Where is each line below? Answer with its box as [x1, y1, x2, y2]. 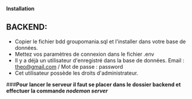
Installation [6, 5, 34, 12]
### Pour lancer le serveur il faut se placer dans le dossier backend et [6, 81, 181, 88]
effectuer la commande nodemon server [6, 87, 108, 94]
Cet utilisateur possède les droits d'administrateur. [14, 69, 139, 76]
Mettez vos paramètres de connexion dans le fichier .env [14, 50, 155, 58]
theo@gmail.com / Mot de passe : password [14, 63, 124, 70]
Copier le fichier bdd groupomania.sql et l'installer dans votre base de [14, 38, 186, 45]
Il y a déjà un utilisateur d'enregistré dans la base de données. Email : [14, 56, 184, 64]
